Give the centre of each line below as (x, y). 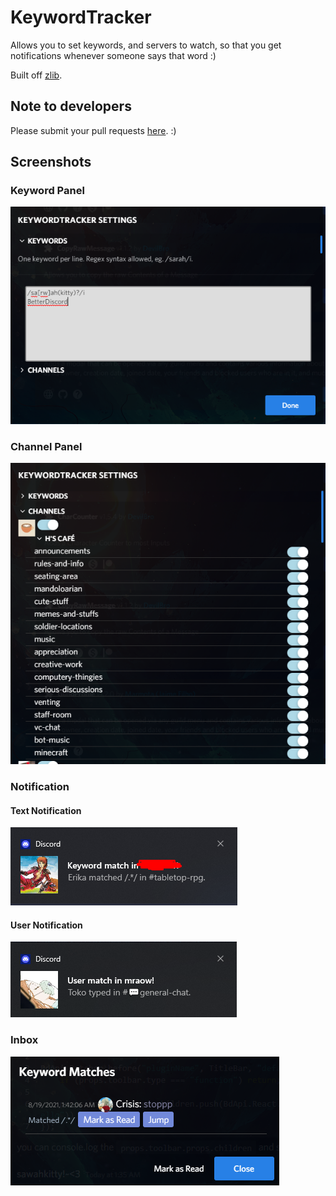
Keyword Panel (47, 191)
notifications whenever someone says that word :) (113, 55)
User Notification (46, 925)
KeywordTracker (81, 17)
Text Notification (46, 810)
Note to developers (71, 106)
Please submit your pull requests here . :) (93, 130)
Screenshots (51, 162)
